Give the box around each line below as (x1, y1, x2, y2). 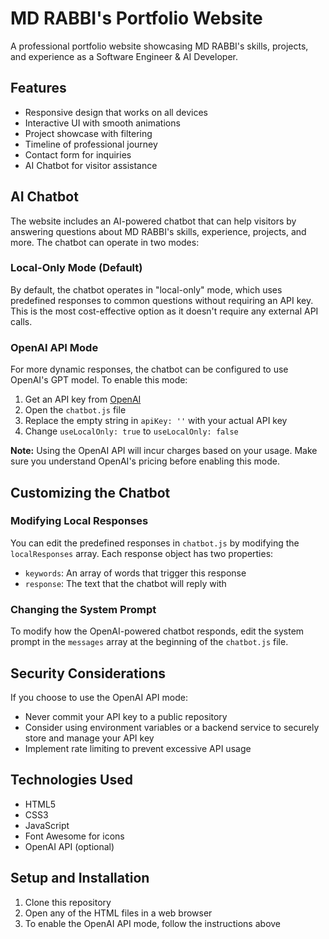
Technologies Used (10, 772, 133, 789)
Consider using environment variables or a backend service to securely (24, 721, 320, 733)
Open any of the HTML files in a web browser (24, 907, 213, 919)
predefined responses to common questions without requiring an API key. (10, 294, 314, 306)
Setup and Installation (10, 870, 150, 887)
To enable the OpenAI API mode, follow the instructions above (24, 917, 282, 929)
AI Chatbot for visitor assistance (24, 159, 158, 171)
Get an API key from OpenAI (24, 393, 142, 406)
